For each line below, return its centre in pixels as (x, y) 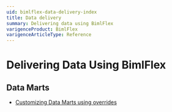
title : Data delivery (34, 18)
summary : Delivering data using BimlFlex (60, 23)
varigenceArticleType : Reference (49, 35)
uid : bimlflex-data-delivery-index (52, 12)
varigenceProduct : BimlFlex (42, 29)
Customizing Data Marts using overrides (66, 102)
